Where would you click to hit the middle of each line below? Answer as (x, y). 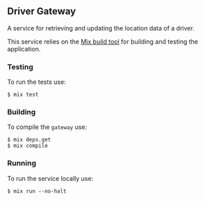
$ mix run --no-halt (37, 191)
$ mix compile (28, 146)
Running (22, 164)
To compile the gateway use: (47, 127)
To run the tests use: (36, 82)
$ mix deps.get (29, 140)
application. (24, 49)
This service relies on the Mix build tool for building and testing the (102, 42)
